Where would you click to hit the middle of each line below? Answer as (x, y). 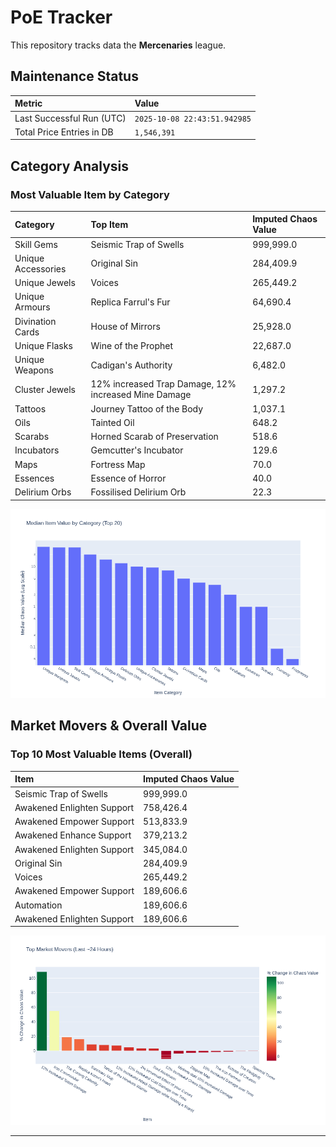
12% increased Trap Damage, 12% (163, 384)
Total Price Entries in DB (64, 132)
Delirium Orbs (43, 492)
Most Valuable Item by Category (90, 194)
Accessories (40, 268)
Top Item (109, 224)
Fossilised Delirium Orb (138, 492)
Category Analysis (70, 166)
